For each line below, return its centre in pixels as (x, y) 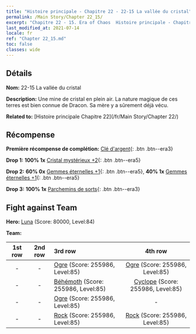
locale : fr (19, 33)
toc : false (19, 45)
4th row (156, 251)
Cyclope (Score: (156, 282)
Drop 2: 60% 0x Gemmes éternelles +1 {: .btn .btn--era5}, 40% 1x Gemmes (97, 172)
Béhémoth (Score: (79, 282)
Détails (19, 74)
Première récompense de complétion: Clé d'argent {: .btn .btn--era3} (90, 149)
